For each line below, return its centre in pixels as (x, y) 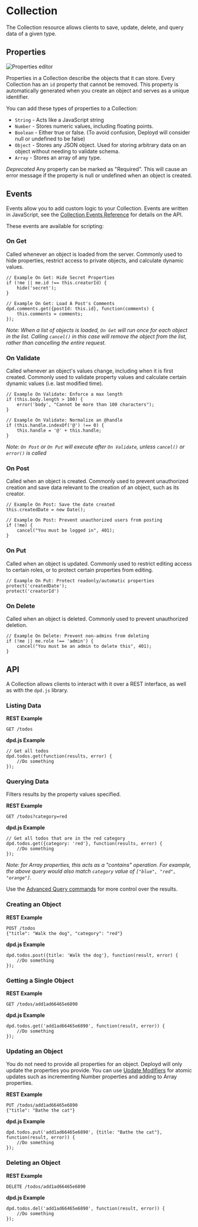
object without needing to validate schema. (67, 151)
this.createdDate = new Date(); (46, 510)
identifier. (18, 97)
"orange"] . (19, 878)
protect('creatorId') (33, 591)
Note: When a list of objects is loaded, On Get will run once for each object (97, 330)
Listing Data (24, 705)
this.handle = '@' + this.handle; (59, 431)
